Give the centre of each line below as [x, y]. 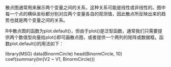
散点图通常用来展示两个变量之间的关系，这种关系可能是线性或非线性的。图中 [85, 7]
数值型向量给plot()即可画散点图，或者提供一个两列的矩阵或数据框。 [89, 37]
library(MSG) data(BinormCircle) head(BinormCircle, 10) [64, 54]
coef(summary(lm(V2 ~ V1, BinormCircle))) [50, 59]
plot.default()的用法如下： [37, 44]
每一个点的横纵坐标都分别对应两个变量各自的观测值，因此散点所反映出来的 [83, 14]
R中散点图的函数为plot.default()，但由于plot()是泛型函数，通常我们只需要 [82, 31]
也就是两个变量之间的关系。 [38, 20]
